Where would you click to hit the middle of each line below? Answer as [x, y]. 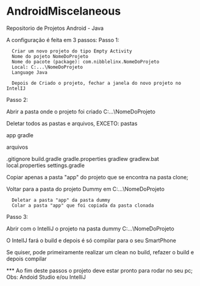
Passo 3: [17, 216]
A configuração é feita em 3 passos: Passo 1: [63, 40]
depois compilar [27, 259]
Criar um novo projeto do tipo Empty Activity [72, 51]
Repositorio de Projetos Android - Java [55, 28]
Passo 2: [17, 99]
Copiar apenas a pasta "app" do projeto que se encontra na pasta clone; [98, 177]
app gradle [20, 135]
